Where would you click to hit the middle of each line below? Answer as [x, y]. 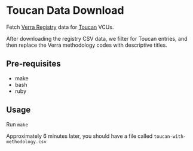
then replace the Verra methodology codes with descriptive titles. [87, 45]
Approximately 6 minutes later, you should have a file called [79, 136]
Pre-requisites [33, 64]
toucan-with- [170, 136]
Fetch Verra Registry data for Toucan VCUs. [60, 27]
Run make [17, 124]
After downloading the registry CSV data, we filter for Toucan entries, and [97, 38]
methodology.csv [26, 141]
